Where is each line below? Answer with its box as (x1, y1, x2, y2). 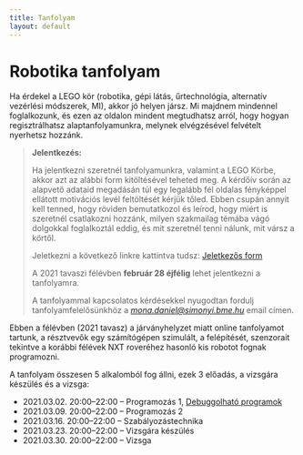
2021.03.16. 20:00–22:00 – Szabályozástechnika (22, 416, 204, 427)
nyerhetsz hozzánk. (9, 129, 84, 141)
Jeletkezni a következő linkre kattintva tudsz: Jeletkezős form (31, 250, 263, 261)
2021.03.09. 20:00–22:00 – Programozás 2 (22, 406, 184, 417)
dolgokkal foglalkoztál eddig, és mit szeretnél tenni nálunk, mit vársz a (31, 223, 295, 234)
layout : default (9, 22, 71, 31)
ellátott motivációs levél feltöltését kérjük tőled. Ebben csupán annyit (31, 194, 289, 205)
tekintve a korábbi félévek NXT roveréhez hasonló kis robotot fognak (9, 342, 267, 353)
